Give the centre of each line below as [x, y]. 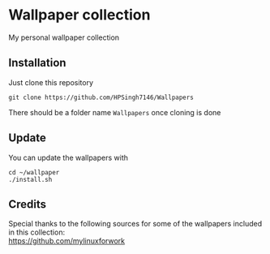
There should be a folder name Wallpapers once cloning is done [115, 112]
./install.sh [30, 179]
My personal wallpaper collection [64, 37]
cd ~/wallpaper [34, 172]
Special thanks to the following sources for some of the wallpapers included [135, 224]
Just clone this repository [51, 82]
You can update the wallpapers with [68, 157]
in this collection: [37, 232]
